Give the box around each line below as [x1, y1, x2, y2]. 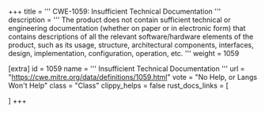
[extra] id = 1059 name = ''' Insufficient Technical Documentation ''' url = [8, 64, 245, 73]
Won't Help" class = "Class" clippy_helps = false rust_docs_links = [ [8, 81, 229, 90]
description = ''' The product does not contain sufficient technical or [8, 15, 231, 24]
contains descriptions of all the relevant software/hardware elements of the [8, 32, 254, 41]
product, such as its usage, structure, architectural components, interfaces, [8, 40, 255, 50]
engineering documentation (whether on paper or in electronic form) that [8, 24, 246, 32]
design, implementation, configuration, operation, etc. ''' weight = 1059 [8, 49, 240, 58]
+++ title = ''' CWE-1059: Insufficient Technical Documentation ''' [8, 7, 221, 16]
